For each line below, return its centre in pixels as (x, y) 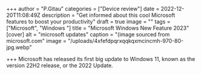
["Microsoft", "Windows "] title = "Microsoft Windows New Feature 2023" (98, 28)
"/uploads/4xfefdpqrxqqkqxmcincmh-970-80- (126, 41)
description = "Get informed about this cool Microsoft (108, 15)
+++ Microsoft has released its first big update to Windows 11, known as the (101, 59)
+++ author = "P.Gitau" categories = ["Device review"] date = (83, 9)
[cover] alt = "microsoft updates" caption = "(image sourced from (88, 34)
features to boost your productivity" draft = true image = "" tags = (88, 21)
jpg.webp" (19, 47)
